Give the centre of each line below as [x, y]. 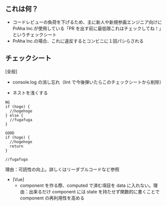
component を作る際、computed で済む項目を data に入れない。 [87, 185]
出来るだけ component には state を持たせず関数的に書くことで [94, 191]
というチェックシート [34, 35]
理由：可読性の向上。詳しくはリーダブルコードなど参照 [62, 169]
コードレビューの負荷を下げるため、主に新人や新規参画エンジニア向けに [87, 22]
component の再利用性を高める [52, 198]
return [17, 146]
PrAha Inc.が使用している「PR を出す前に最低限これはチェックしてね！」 [87, 28]
